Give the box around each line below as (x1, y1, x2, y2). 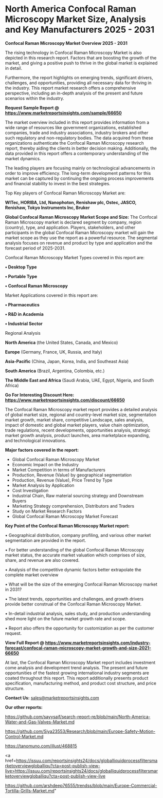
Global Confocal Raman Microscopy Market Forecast (12, 513, 118, 519)
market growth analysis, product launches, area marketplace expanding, (5, 432, 150, 438)
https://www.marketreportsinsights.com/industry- (45, 640, 151, 646)
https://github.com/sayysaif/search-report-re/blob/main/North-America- (5, 714, 151, 720)
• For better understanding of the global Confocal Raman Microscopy (5, 547, 145, 552)
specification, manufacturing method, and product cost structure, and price (5, 680, 157, 686)
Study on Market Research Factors (12, 508, 82, 514)
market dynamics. (5, 155, 41, 161)
